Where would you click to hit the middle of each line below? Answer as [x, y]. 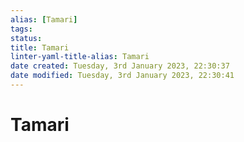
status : [26, 38]
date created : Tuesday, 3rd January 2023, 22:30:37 [120, 66]
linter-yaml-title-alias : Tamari [80, 57]
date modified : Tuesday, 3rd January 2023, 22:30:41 [122, 76]
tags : [21, 29]
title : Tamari [40, 47]
